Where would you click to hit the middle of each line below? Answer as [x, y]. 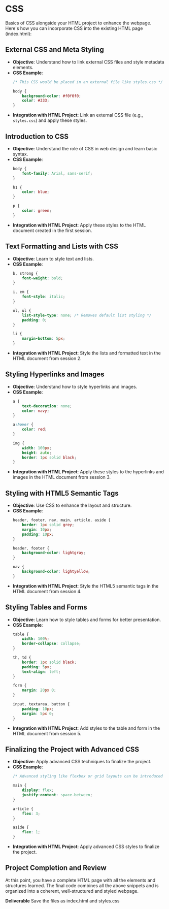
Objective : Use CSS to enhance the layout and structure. [72, 505]
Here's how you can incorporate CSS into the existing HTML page [74, 28]
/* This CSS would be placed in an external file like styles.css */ [88, 82]
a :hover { [23, 425]
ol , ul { [22, 310]
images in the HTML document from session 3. [61, 477]
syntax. [20, 154]
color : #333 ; [36, 101]
